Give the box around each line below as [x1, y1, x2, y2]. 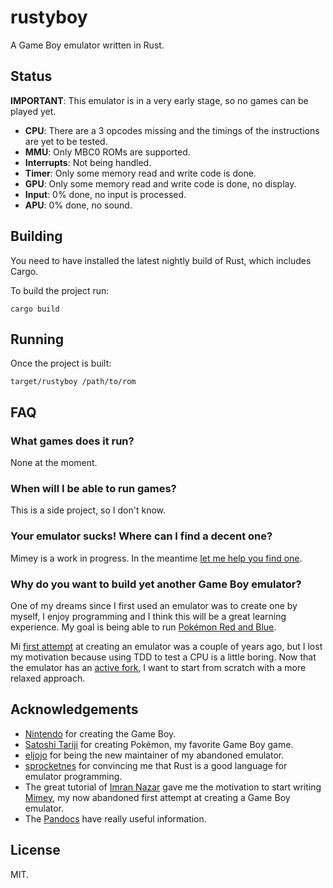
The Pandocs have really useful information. [24, 812, 207, 825]
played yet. [10, 105, 57, 117]
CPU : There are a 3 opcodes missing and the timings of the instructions [24, 124, 320, 136]
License [10, 842, 61, 859]
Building [10, 228, 63, 245]
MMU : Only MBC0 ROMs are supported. [24, 146, 191, 158]
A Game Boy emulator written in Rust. [10, 39, 165, 51]
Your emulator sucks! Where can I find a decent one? [10, 529, 273, 543]
